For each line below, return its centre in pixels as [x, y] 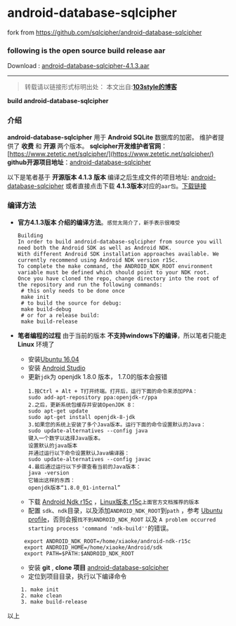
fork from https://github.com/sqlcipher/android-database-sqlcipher [105, 32]
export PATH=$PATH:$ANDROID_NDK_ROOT [79, 553]
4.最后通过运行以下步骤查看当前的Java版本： [85, 467]
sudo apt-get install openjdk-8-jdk [81, 417]
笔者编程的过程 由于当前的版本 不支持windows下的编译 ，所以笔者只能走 [122, 335]
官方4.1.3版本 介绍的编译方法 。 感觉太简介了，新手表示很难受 [99, 222]
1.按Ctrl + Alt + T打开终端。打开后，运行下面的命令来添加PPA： [113, 391]
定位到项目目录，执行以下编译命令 [77, 576]
